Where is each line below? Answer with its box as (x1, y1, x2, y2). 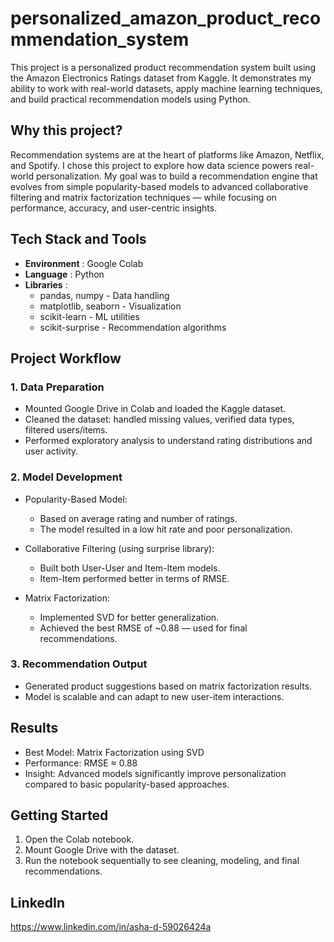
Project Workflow (10, 350, 122, 367)
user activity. (24, 445, 79, 457)
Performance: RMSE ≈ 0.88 (24, 757, 138, 769)
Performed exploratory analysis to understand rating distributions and (24, 435, 313, 447)
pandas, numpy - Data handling (39, 289, 170, 301)
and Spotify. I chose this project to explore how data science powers (10, 159, 293, 171)
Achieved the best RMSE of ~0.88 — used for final (39, 622, 248, 634)
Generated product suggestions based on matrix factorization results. (24, 680, 313, 692)
